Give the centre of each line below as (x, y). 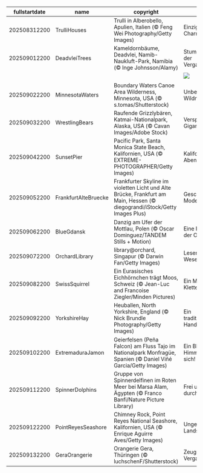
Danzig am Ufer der (138, 222)
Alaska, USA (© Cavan (142, 126)
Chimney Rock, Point (140, 414)
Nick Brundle (130, 318)
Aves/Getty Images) (138, 440)
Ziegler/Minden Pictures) (145, 297)
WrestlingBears (74, 122)
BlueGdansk (70, 232)
